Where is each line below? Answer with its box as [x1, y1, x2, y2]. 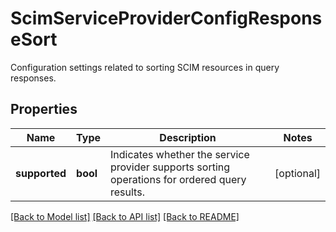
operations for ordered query [110, 172, 247, 186]
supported [15, 166, 67, 180]
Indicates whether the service [110, 147, 250, 161]
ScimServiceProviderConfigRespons [10, 7, 323, 30]
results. [110, 185, 145, 199]
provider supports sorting [110, 160, 231, 174]
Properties [10, 101, 78, 118]
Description [159, 130, 217, 144]
